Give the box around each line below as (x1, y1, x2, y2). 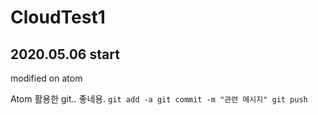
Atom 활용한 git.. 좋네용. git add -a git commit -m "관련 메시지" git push (10, 93, 308, 105)
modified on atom (10, 72, 83, 84)
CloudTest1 (10, 6, 106, 29)
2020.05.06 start (10, 46, 120, 63)
